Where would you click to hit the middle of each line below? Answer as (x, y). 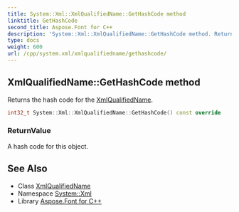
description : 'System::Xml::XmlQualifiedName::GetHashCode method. (110, 34)
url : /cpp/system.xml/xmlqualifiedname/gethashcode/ (87, 54)
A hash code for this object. (48, 146)
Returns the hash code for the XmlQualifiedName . (80, 100)
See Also (27, 169)
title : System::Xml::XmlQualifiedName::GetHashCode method (97, 14)
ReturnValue (29, 131)
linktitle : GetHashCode (43, 21)
